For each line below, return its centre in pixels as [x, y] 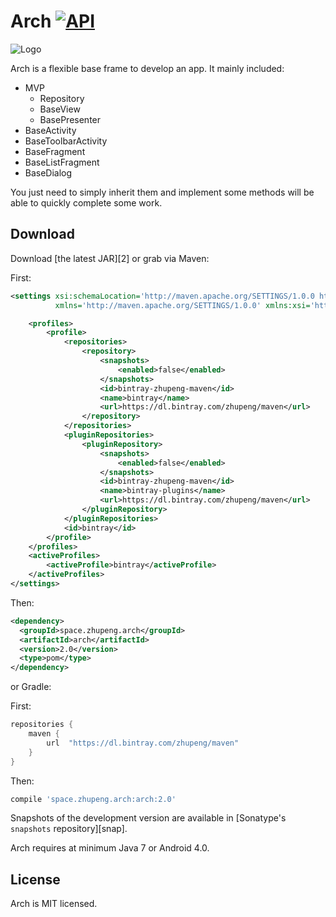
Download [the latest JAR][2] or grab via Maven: [110, 258]
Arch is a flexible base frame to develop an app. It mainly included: [147, 68]
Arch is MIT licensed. [54, 904]
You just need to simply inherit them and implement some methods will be [162, 192]
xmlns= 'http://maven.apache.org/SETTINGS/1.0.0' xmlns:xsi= [182, 305]
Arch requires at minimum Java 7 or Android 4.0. [110, 848]
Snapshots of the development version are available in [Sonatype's [148, 818]
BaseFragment [55, 151]
